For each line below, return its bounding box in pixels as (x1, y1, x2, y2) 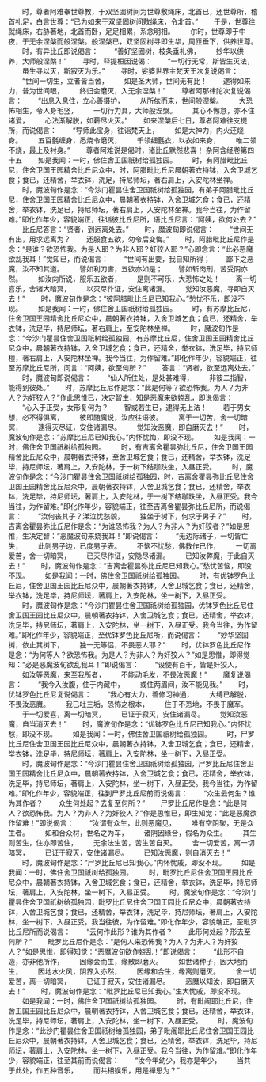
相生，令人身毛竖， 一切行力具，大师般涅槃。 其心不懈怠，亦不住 (14, 106, 255, 115)
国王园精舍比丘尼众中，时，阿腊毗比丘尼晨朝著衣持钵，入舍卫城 (42, 165, 251, 174)
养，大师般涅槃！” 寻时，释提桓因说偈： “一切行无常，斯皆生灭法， (8, 56, 255, 66)
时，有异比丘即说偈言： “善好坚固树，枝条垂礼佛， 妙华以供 (21, 47, 245, 55)
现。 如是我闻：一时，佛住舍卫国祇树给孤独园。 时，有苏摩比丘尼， (8, 304, 255, 313)
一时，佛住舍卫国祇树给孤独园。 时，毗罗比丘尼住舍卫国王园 (28, 867, 239, 877)
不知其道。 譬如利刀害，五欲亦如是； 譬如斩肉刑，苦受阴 (28, 264, 241, 273)
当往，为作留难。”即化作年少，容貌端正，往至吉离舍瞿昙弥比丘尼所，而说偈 (8, 502, 251, 511)
